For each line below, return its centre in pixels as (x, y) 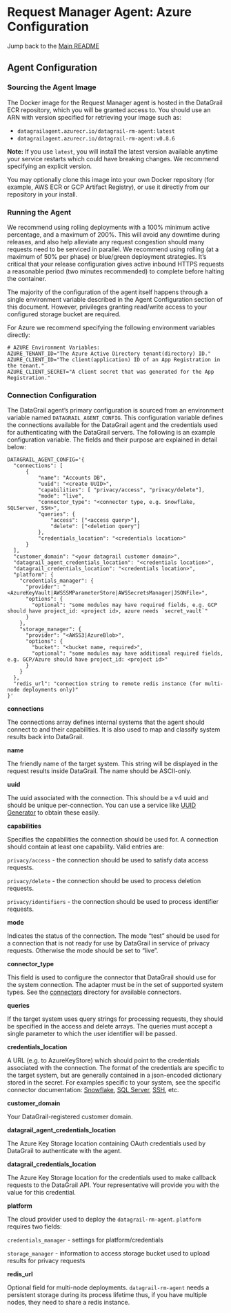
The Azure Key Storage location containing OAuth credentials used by (107, 1143)
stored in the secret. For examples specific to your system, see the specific (114, 1083)
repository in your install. (42, 194)
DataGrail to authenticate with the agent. (64, 1151)
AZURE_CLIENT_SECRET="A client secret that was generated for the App (111, 372)
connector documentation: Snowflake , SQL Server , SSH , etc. (93, 1090)
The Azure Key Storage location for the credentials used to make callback (112, 1178)
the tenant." (26, 365)
